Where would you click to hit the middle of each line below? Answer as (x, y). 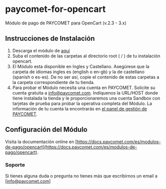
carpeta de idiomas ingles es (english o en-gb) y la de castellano (78, 72)
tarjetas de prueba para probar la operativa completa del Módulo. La (82, 103)
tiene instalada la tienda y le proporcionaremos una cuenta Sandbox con (86, 98)
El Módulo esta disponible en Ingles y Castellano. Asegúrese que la (81, 66)
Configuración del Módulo (46, 130)
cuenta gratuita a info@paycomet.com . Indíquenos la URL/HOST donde (85, 93)
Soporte (15, 165)
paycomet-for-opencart (55, 9)
